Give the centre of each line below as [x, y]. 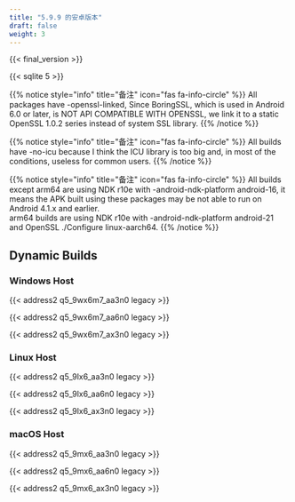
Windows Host [42, 281]
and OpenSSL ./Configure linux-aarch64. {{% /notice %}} [114, 227]
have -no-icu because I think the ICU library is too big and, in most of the [143, 152]
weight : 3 [28, 34]
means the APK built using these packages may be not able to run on [136, 199]
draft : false [33, 26]
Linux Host [33, 357]
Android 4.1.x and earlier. [55, 209]
